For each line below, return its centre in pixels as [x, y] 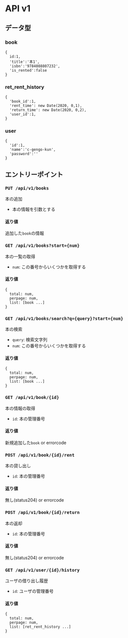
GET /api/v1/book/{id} [32, 398]
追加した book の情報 [25, 233]
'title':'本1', [25, 62]
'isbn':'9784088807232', [35, 66]
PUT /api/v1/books [27, 188]
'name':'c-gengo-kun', [33, 150]
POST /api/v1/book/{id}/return [42, 513]
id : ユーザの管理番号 [33, 591]
